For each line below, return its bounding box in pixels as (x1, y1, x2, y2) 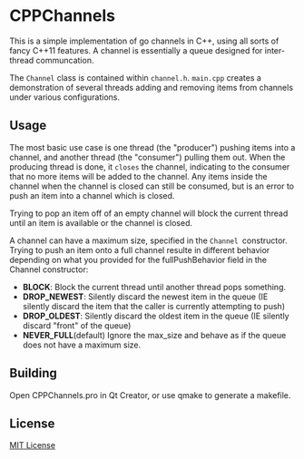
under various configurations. (9, 92, 121, 103)
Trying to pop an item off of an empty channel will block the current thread (9, 208, 289, 219)
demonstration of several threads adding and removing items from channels (9, 82, 293, 93)
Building (9, 366, 57, 381)
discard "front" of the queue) (22, 319, 132, 331)
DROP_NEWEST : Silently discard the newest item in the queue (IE (22, 291, 269, 302)
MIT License (9, 440, 56, 451)
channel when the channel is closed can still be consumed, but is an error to (9, 181, 295, 191)
